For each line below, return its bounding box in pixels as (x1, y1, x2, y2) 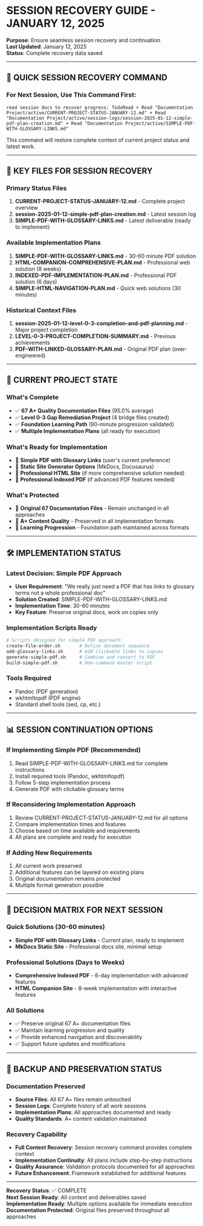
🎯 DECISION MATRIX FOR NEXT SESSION (6, 905, 163, 915)
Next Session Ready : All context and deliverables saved (6, 1194, 146, 1201)
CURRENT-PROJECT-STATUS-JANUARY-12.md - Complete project (14, 198, 185, 205)
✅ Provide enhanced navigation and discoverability (14, 1034, 143, 1041)
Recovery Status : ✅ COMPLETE (6, 1187, 87, 1195)
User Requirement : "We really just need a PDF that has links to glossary (14, 582, 195, 590)
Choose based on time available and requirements (14, 827, 140, 834)
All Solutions (6, 1006, 45, 1015)
